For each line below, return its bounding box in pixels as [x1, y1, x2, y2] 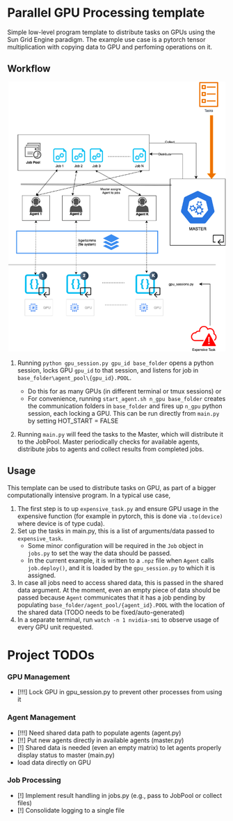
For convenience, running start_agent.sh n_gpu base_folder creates [27, 394, 226, 402]
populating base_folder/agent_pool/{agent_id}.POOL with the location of [17, 600, 225, 609]
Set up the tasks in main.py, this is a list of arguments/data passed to [17, 526, 215, 535]
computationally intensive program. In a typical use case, [7, 491, 171, 499]
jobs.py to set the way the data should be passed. [27, 549, 172, 557]
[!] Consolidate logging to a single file [17, 806, 125, 814]
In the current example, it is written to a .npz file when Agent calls [27, 556, 214, 565]
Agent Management [7, 712, 77, 722]
